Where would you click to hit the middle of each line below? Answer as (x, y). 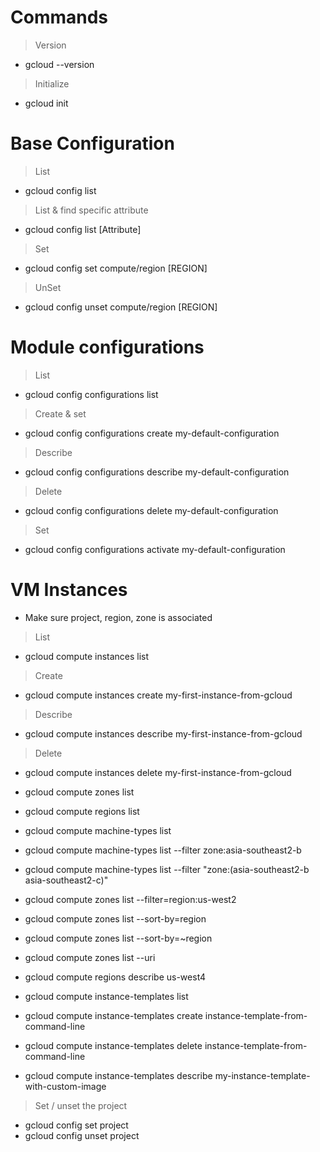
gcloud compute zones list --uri (90, 957)
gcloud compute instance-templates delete (113, 1045)
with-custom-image (65, 1086)
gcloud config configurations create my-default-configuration (152, 433)
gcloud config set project (76, 1125)
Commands (59, 17)
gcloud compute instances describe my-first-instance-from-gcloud (163, 733)
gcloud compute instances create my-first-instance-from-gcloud (158, 695)
